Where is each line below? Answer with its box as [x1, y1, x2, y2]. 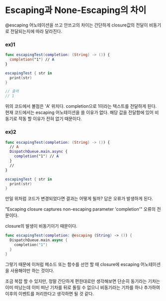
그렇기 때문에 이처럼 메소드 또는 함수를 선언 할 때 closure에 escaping [5, 261, 140, 267]
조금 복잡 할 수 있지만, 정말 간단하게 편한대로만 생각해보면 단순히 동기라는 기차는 [5, 278, 161, 284]
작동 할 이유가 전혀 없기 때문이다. [18, 116, 82, 122]
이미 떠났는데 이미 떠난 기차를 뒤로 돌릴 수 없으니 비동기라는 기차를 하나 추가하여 [5, 284, 161, 290]
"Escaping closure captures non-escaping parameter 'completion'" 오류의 [5, 206, 156, 212]
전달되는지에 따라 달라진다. [10, 28, 63, 34]
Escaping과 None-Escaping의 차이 [5, 4, 147, 16]
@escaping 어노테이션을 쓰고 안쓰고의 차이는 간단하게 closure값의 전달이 [5, 22, 148, 28]
